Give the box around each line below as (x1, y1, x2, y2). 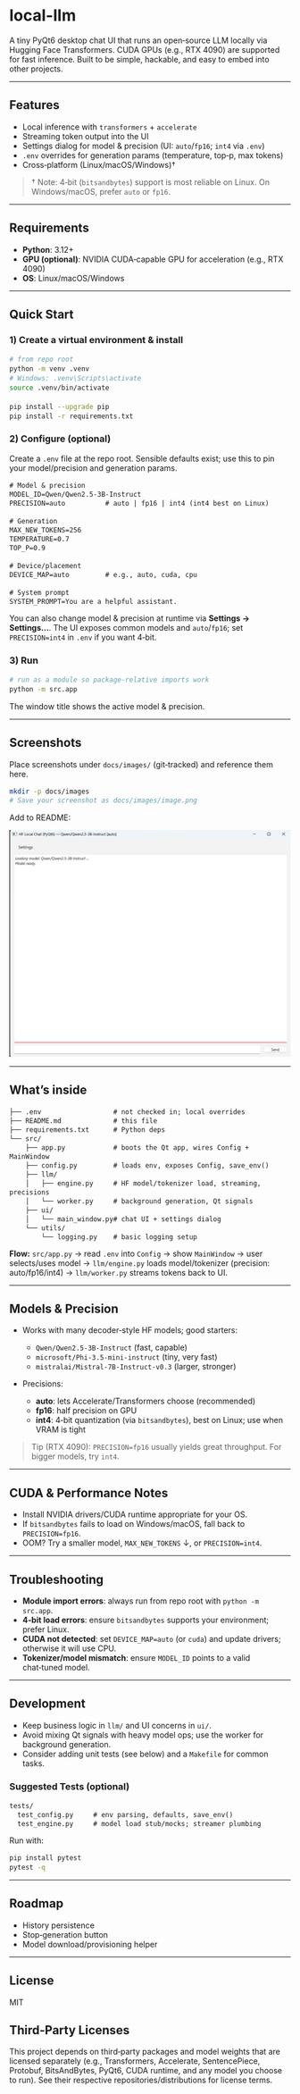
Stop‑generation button (21, 1929, 109, 1939)
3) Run (9, 654, 38, 666)
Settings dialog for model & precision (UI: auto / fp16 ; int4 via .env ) (21, 140, 265, 151)
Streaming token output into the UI (21, 130, 149, 141)
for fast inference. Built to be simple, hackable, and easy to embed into (9, 54, 270, 64)
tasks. (21, 1757, 45, 1769)
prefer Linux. (21, 1624, 70, 1635)
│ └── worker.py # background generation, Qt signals (25, 1196, 254, 1206)
